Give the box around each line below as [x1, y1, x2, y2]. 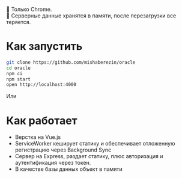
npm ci [6, 70, 23, 76]
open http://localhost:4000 [6, 82, 77, 88]
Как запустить [6, 40, 83, 54]
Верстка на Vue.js [14, 133, 61, 141]
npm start [6, 76, 31, 82]
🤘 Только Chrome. [6, 6, 52, 13]
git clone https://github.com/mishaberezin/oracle [6, 59, 136, 66]
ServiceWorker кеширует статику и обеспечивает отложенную [14, 140, 175, 147]
